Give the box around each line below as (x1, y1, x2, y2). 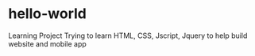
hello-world (8, 5, 87, 23)
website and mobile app (8, 39, 87, 48)
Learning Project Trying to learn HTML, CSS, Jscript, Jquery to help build (8, 31, 248, 40)
